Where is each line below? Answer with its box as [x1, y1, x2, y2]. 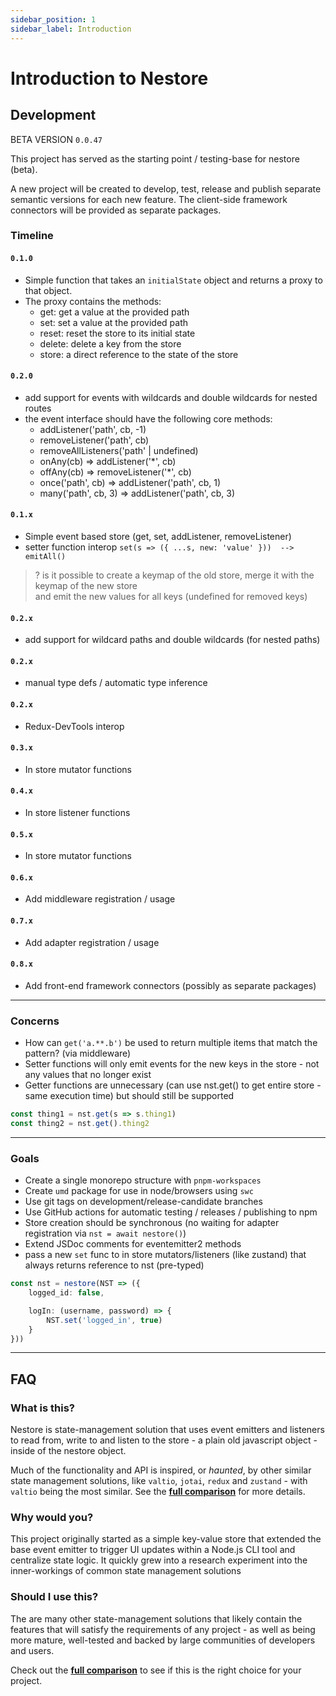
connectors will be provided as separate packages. [10, 204, 222, 216]
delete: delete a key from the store [39, 337, 182, 350]
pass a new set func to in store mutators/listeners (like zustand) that [24, 1249, 307, 1261]
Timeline [10, 229, 54, 243]
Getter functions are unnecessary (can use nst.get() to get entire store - [24, 1079, 322, 1091]
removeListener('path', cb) [39, 434, 150, 446]
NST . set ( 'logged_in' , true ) [46, 1315, 163, 1325]
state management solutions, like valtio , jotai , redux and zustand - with [10, 1475, 308, 1487]
